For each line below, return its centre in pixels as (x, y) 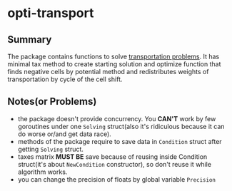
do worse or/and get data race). (65, 134)
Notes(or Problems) (52, 102)
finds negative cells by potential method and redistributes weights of (108, 72)
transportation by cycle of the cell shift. (65, 79)
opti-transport (51, 13)
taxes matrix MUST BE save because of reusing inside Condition (112, 156)
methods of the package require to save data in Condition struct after (120, 141)
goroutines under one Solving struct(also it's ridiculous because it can (121, 126)
